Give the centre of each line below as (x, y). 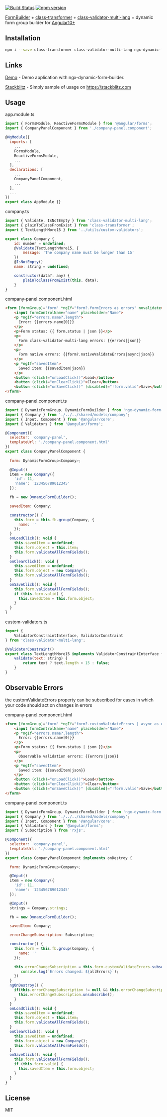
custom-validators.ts (26, 622)
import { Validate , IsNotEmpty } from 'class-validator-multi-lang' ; (79, 221)
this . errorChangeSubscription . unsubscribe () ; (66, 995)
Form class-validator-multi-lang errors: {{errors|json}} (80, 340)
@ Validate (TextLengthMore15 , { (46, 248)
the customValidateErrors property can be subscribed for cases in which (80, 700)
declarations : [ (26, 170)
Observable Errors (34, 688)
